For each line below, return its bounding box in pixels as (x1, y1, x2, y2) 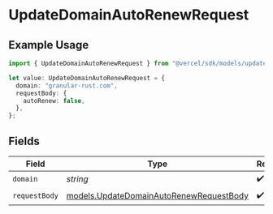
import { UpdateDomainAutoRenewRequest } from (8, 59, 169, 67)
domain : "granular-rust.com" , (15, 81, 118, 90)
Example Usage (8, 38, 89, 52)
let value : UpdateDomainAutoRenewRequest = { (8, 74, 165, 82)
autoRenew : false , (23, 96, 85, 105)
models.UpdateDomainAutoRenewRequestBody (66, 190, 249, 202)
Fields (8, 134, 41, 148)
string (66, 173, 89, 185)
